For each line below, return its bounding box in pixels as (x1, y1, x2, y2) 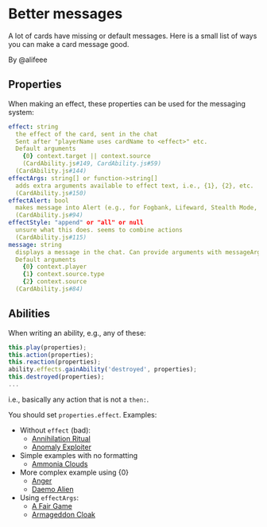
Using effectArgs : (19, 493, 79, 502)
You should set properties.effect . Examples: (8, 410, 157, 419)
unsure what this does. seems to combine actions (15, 226, 183, 234)
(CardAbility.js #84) (15, 285, 83, 293)
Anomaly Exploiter (31, 442, 91, 452)
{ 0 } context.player (22, 263, 87, 271)
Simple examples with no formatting (19, 450, 137, 460)
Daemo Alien (31, 484, 74, 494)
